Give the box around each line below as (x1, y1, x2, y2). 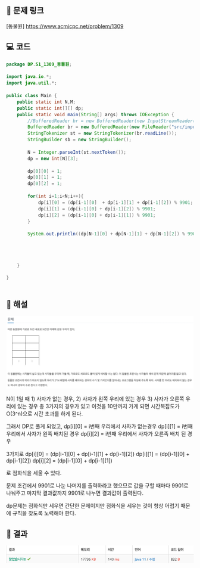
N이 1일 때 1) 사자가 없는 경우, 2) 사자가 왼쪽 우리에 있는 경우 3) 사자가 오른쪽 (6, 395, 185, 402)
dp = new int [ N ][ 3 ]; (27, 156, 79, 162)
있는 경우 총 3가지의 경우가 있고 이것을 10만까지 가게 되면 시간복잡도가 (17, 403, 180, 410)
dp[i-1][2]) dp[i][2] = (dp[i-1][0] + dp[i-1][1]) (6, 457, 113, 464)
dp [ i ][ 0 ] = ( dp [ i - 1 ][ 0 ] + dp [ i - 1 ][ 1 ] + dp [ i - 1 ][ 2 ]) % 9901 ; (37, 199, 193, 206)
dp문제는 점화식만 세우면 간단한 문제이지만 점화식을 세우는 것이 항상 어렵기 (6, 502, 180, 510)
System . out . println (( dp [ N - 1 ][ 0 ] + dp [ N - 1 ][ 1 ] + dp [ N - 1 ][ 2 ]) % (27, 231, 186, 237)
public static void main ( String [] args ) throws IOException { (17, 111, 174, 117)
